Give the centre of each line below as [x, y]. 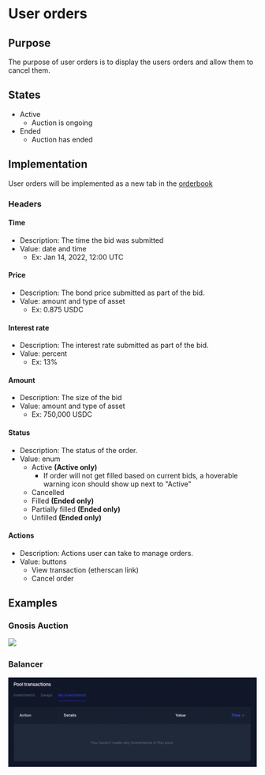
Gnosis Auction [38, 626]
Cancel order [52, 578]
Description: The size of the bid [71, 398]
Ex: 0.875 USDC [58, 309]
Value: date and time [53, 248]
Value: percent [43, 353]
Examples [33, 603]
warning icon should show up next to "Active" [117, 484]
